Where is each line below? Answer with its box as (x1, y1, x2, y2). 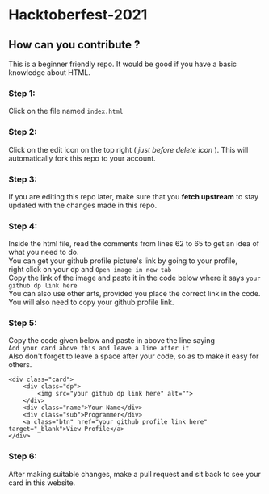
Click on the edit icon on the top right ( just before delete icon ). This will (8, 144, 249, 154)
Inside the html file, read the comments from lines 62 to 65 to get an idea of (8, 239, 260, 249)
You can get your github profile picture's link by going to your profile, (8, 256, 238, 266)
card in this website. (8, 478, 76, 488)
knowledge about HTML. (8, 68, 91, 77)
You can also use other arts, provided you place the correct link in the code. (8, 289, 261, 299)
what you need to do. (8, 248, 79, 257)
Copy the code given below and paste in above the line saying (8, 336, 216, 345)
